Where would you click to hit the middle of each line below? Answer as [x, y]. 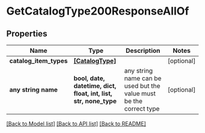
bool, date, [89, 78]
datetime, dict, [95, 86]
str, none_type [95, 101]
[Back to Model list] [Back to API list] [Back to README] [76, 124]
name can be [143, 78]
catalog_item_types [39, 61]
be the [133, 101]
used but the [142, 86]
